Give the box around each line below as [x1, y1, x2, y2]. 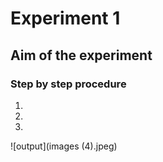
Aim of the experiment [10, 47, 153, 64]
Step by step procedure [10, 77, 127, 91]
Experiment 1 [10, 7, 121, 30]
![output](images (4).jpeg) [10, 140, 118, 152]
